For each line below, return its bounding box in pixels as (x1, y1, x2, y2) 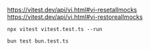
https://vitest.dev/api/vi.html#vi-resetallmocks (7, 6, 137, 14)
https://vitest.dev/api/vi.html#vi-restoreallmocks (7, 13, 143, 21)
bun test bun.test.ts (7, 38, 69, 45)
